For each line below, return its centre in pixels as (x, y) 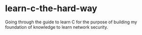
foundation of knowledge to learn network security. (57, 27)
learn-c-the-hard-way (51, 9)
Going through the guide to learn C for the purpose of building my (71, 22)
